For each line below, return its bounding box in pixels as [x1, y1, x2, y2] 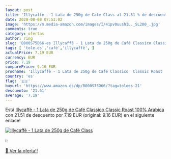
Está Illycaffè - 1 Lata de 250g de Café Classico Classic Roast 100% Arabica [5, 107, 164, 113]
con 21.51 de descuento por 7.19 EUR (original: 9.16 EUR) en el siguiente [5, 112, 155, 118]
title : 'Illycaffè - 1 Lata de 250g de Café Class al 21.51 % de [5, 12, 147, 17]
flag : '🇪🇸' [5, 78, 31, 84]
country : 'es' [5, 74, 36, 79]
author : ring [5, 36, 33, 41]
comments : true [5, 26, 38, 32]
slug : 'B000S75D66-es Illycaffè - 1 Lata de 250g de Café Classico [5, 41, 152, 46]
